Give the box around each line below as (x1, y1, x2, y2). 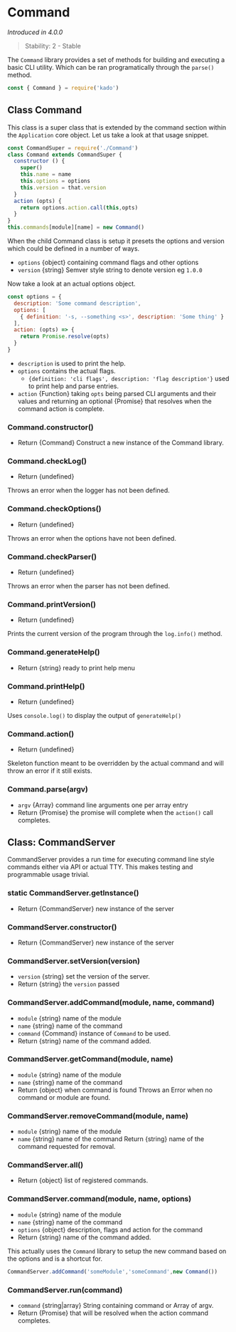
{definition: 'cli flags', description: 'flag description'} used (28, 374, 230, 383)
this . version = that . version (20, 184, 107, 191)
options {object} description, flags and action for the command (17, 1225, 203, 1234)
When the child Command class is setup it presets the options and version (7, 236, 225, 245)
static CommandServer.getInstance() (7, 888, 139, 898)
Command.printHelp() (7, 681, 85, 691)
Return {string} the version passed (17, 980, 119, 989)
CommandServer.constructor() (7, 922, 117, 932)
